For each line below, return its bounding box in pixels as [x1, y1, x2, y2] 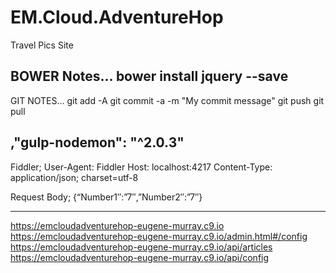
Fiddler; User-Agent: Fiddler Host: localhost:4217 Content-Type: [10, 161, 273, 173]
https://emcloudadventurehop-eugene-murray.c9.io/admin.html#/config [10, 230, 308, 242]
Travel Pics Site [10, 39, 74, 51]
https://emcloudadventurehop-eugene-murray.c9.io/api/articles [10, 241, 273, 253]
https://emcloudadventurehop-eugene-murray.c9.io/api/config [10, 251, 270, 263]
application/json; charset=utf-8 [10, 171, 139, 183]
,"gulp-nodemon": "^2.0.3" [10, 134, 185, 151]
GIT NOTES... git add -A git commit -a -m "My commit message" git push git [10, 94, 325, 106]
